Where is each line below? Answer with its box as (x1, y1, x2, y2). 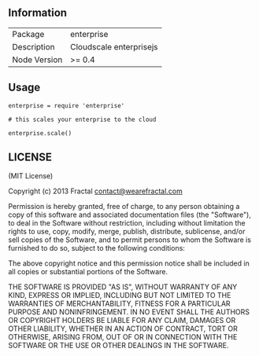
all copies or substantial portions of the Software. (8, 267, 168, 277)
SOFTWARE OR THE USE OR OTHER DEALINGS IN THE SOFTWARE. (8, 341, 229, 350)
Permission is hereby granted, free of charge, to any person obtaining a (8, 202, 240, 211)
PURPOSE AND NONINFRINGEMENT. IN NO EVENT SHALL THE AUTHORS (8, 307, 250, 317)
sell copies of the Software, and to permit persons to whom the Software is (8, 235, 252, 244)
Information (8, 6, 68, 20)
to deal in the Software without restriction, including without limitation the (8, 218, 246, 228)
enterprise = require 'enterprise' (8, 101, 125, 109)
